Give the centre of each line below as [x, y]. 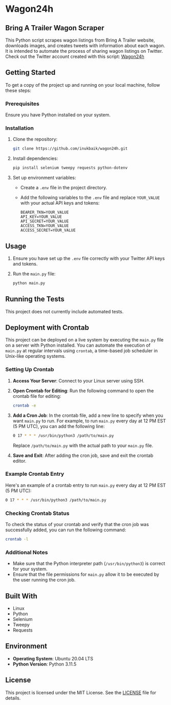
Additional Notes [27, 552]
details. [13, 698]
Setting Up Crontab [30, 370]
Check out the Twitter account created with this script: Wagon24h [75, 56]
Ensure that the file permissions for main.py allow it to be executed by [86, 574]
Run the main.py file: [34, 274]
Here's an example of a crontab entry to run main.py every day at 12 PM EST [86, 485]
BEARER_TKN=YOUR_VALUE [45, 213]
